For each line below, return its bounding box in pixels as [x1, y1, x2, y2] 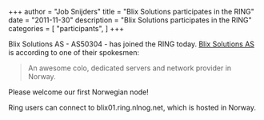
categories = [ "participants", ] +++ [8, 24, 124, 33]
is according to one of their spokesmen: [8, 48, 140, 57]
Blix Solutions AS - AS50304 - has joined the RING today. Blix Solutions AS [8, 39, 254, 49]
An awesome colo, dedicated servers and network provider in [27, 63, 232, 73]
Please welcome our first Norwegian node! [8, 87, 150, 97]
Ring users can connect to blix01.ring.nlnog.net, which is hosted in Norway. [8, 103, 256, 112]
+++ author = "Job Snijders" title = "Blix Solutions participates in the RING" [8, 7, 254, 16]
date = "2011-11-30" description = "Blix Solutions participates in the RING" [8, 15, 252, 25]
